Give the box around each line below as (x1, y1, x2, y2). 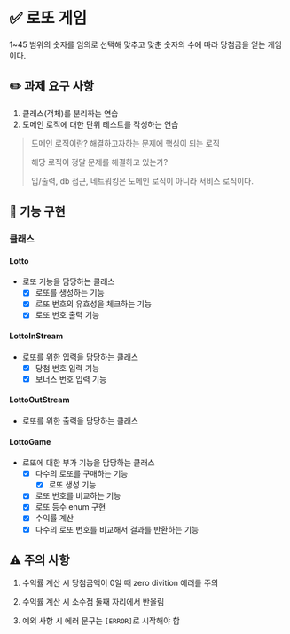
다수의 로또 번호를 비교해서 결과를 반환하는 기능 (35, 524, 200, 535)
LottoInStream (9, 330, 64, 342)
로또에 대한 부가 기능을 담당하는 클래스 (21, 457, 155, 468)
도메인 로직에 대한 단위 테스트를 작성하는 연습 (21, 119, 179, 130)
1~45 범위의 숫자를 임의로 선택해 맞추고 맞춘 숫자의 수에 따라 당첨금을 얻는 (9, 39, 266, 50)
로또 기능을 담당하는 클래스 (21, 276, 115, 287)
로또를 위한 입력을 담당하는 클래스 (21, 352, 139, 362)
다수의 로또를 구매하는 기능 (35, 468, 129, 479)
